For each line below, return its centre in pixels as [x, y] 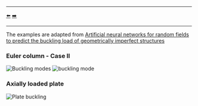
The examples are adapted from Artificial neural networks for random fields [98, 35]
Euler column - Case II [38, 56]
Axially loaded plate [35, 84]
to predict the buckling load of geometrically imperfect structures [85, 41]
